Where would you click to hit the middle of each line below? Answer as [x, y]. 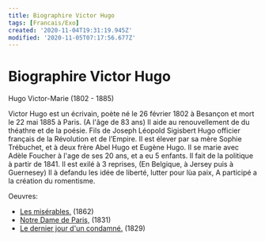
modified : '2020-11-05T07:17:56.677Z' [72, 38]
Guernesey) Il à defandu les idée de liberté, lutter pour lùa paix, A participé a [132, 173]
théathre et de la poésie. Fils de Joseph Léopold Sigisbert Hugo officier [125, 130]
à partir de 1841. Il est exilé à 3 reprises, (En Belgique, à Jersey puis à [121, 164]
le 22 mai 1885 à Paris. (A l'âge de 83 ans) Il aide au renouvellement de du [129, 122]
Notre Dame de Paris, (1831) [65, 220]
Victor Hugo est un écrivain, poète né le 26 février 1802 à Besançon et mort [131, 114]
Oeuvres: [23, 196]
